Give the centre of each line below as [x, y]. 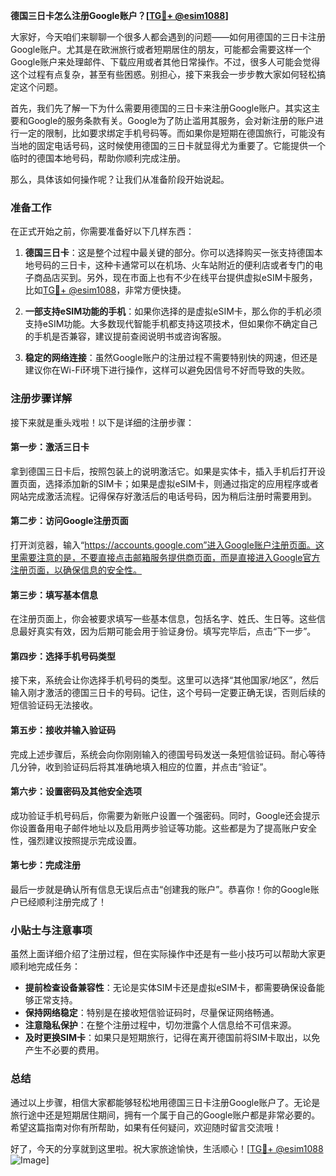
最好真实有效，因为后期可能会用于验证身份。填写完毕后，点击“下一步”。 [167, 631]
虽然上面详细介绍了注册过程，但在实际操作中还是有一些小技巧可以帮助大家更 [168, 954]
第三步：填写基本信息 [54, 595]
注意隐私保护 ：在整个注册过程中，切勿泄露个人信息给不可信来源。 [160, 1025]
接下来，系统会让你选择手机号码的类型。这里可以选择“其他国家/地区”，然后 [165, 680]
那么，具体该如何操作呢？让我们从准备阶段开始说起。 [120, 179]
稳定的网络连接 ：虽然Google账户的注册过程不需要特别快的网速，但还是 [171, 358]
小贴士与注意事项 [51, 930]
